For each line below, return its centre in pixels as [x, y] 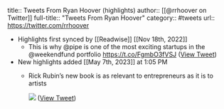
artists [38, 83]
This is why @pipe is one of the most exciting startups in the [117, 47]
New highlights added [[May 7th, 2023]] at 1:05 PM [92, 62]
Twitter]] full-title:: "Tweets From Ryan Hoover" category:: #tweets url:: [111, 18]
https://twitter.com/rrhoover [48, 25]
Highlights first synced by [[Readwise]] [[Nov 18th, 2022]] [102, 39]
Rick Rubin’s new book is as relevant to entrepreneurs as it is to [121, 76]
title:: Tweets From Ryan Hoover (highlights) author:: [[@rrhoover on [107, 10]
